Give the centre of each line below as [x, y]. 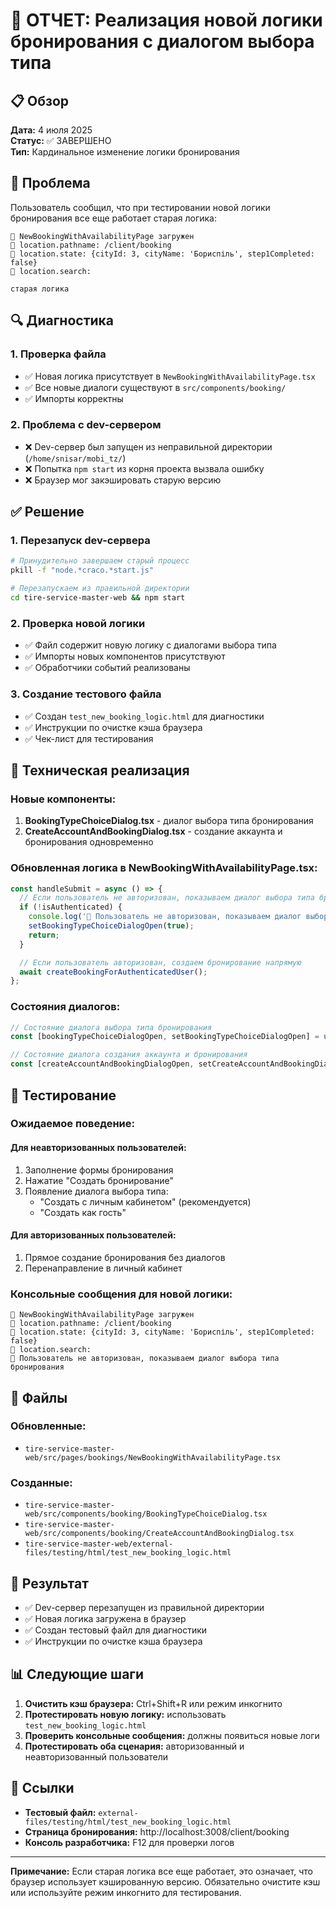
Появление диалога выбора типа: [96, 1191]
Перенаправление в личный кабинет [103, 1268]
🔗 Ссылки [42, 1788]
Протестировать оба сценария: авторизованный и [134, 1746]
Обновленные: [48, 1426]
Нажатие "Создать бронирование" [99, 1180]
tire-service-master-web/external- [99, 1544]
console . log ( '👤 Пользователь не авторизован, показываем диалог [165, 917]
